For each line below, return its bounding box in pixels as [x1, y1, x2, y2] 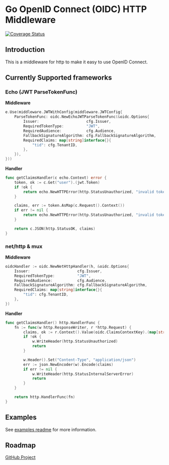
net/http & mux [5, 243, 43, 250]
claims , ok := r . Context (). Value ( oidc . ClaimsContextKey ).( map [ [23, 330, 158, 335]
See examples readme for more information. [5, 426, 97, 432]
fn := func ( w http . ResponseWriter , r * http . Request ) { [14, 325, 132, 330]
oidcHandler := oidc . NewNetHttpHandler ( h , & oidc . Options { [5, 264, 129, 269]
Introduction [5, 45, 45, 54]
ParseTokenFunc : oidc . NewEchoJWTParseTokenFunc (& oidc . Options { [14, 114, 150, 119]
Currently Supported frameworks [5, 73, 112, 82]
